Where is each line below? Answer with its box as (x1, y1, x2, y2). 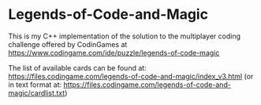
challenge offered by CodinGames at (8, 39, 128, 49)
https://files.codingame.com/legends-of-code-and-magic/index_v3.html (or (8, 71, 254, 81)
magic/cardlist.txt (8, 88, 65, 97)
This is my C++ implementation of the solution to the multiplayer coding (8, 31, 241, 41)
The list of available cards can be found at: (8, 63, 147, 72)
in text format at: (8, 80, 62, 89)
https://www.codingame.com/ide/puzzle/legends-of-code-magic (8, 48, 220, 57)
